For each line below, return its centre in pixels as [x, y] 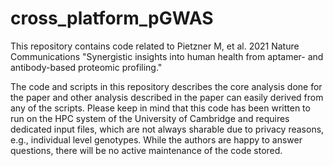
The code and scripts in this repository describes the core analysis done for [166, 86]
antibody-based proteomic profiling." [86, 67]
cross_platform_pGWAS [112, 18]
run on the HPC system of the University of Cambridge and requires [150, 118]
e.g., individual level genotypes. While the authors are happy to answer [156, 139]
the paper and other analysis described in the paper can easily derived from [167, 97]
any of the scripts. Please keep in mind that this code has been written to [160, 108]
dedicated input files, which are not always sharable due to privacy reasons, [167, 129]
